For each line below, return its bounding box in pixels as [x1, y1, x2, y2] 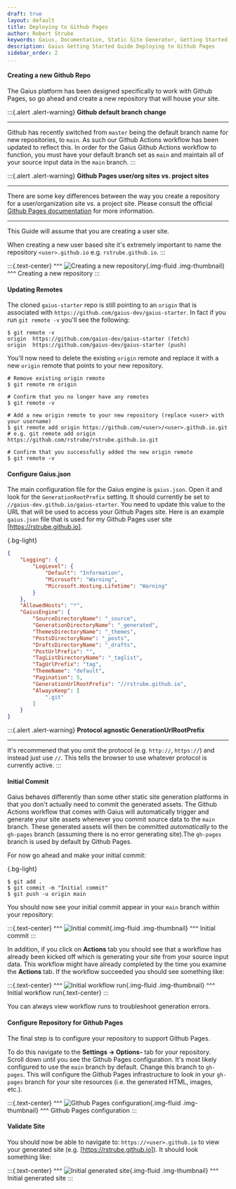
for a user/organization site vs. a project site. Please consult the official [7, 200, 213, 208]
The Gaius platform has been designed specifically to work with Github [7, 87, 213, 96]
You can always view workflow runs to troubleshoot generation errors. [7, 1002, 211, 1011]
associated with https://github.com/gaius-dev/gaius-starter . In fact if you [7, 308, 226, 317]
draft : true [7, 10, 42, 18]
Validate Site [7, 1122, 46, 1131]
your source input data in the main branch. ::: [7, 158, 136, 167]
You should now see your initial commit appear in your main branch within [7, 903, 220, 911]
